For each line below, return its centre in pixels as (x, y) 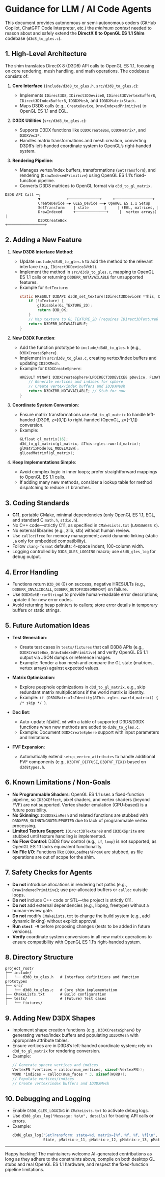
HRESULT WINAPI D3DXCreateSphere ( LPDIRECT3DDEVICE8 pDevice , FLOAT (90, 377)
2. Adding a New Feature (43, 240)
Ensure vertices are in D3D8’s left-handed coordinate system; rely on (82, 1046)
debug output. (27, 557)
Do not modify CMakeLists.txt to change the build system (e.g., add (81, 916)
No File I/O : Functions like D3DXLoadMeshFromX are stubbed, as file (78, 852)
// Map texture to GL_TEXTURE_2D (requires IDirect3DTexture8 (94, 319)
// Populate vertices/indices (43, 1079)
